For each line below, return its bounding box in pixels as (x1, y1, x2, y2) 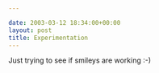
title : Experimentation (8, 34, 89, 42)
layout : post (8, 26, 52, 34)
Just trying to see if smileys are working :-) (8, 55, 152, 65)
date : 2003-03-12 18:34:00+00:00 (8, 18, 121, 26)
